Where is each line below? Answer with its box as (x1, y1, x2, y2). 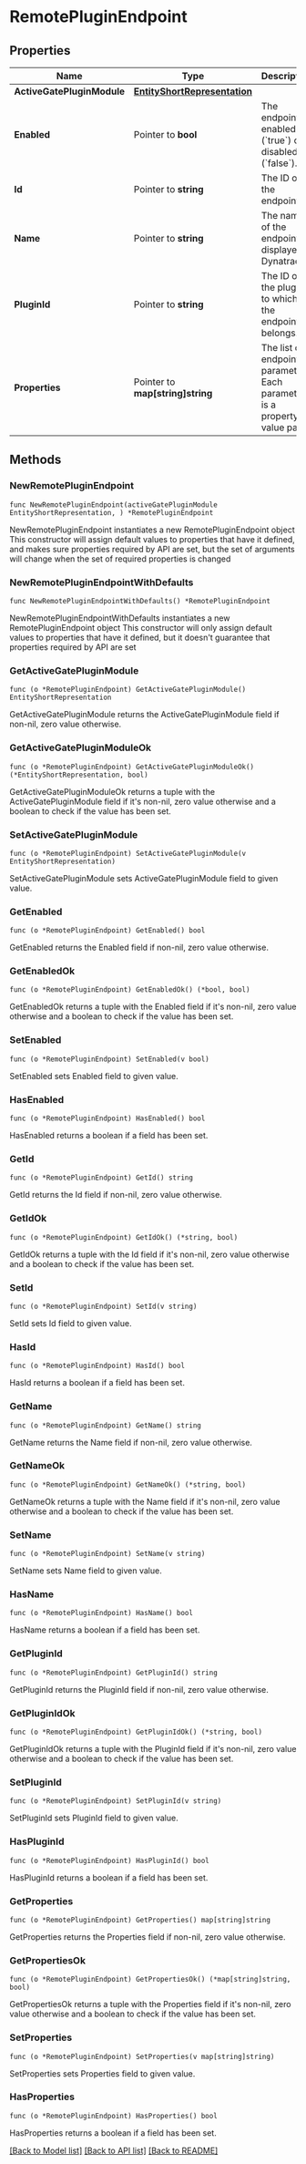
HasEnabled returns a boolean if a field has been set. (9, 1130, 209, 1141)
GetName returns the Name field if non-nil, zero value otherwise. (9, 1437, 253, 1448)
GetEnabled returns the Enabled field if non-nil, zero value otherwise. (9, 942, 269, 953)
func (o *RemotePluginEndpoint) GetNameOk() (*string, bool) (9, 1479, 247, 1489)
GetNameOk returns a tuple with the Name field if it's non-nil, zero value (9, 1496, 280, 1507)
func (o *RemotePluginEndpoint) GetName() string (9, 1420, 202, 1430)
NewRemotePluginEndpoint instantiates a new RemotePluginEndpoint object (9, 524, 295, 535)
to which (260, 293, 299, 304)
